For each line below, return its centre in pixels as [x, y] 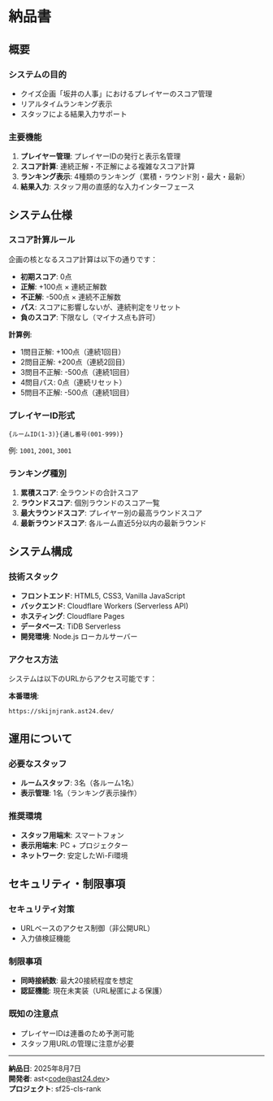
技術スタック [34, 577]
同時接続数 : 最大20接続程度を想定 [77, 981]
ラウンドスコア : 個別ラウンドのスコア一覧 [90, 503]
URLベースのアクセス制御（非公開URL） [87, 929]
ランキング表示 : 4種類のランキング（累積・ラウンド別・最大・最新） [134, 176]
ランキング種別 [38, 474]
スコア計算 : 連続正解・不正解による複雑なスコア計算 [108, 167]
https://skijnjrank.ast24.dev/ [61, 712]
